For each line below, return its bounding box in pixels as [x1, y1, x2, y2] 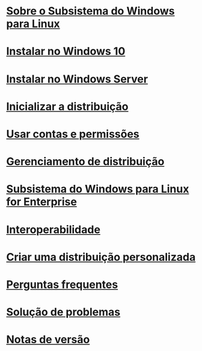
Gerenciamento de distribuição [6, 155, 165, 169]
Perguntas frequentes [6, 278, 118, 291]
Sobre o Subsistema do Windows [6, 4, 175, 18]
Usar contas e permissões [6, 127, 139, 141]
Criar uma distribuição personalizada [6, 250, 196, 264]
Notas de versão [6, 333, 90, 347]
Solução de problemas [6, 305, 121, 319]
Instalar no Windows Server [6, 72, 148, 85]
